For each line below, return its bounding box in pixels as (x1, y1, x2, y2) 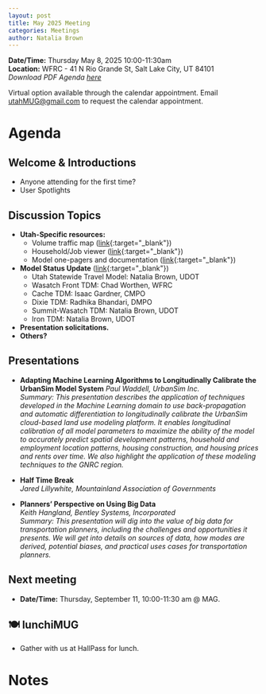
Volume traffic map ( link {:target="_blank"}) (31, 238, 172, 248)
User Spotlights (19, 185, 71, 195)
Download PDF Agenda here (8, 72, 102, 82)
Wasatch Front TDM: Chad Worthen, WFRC (31, 280, 173, 290)
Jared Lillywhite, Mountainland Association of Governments (19, 483, 217, 493)
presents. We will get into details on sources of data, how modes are (19, 532, 245, 542)
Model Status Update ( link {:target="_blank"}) (19, 263, 169, 273)
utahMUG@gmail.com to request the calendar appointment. (8, 96, 204, 106)
